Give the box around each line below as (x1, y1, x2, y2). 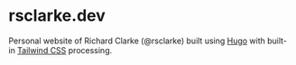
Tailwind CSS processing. (16, 44, 113, 55)
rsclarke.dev (8, 5, 106, 26)
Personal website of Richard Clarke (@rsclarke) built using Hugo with (8, 35, 265, 46)
